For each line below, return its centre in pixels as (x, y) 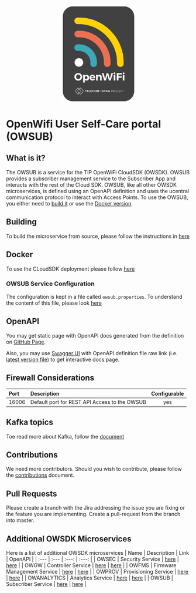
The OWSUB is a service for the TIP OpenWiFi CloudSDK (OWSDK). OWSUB (98, 172)
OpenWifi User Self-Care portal (84, 124)
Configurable (168, 393)
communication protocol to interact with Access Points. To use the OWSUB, (97, 197)
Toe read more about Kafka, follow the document (65, 436)
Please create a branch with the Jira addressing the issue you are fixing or (96, 508)
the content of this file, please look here (54, 303)
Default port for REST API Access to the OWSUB (88, 402)
